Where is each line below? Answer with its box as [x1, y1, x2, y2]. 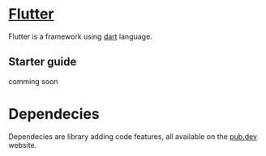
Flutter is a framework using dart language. [8, 32, 152, 41]
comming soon [8, 76, 58, 86]
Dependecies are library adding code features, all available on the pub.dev [8, 131, 258, 141]
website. [8, 140, 37, 150]
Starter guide [8, 55, 77, 69]
